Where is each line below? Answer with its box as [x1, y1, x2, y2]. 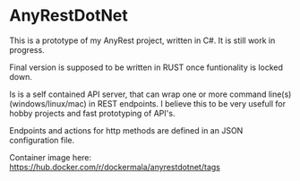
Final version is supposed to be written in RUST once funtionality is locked [9, 62, 284, 73]
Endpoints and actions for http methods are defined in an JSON [9, 125, 244, 135]
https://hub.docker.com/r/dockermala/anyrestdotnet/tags [9, 161, 221, 172]
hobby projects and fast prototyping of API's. [9, 108, 176, 118]
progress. [9, 44, 45, 55]
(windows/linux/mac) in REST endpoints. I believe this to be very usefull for [9, 98, 287, 108]
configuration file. [9, 134, 74, 145]
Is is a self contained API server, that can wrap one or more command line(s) [9, 89, 292, 99]
